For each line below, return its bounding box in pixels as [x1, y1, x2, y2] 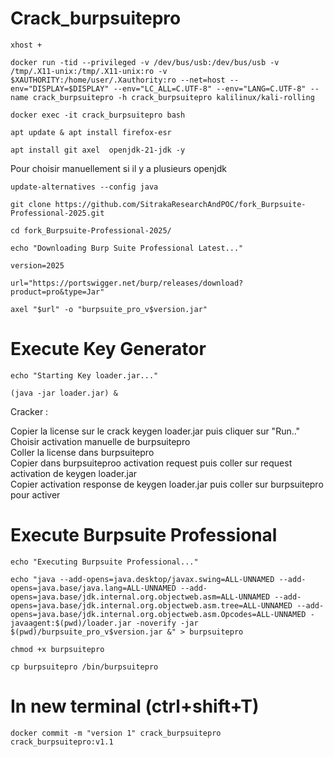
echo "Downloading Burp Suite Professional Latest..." [10, 243, 244, 253]
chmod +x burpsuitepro [10, 644, 105, 654]
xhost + [10, 40, 43, 50]
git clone [10, 199, 52, 209]
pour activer [10, 488, 61, 501]
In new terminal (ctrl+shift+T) [10, 695, 260, 717]
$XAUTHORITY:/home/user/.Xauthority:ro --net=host [10, 75, 226, 85]
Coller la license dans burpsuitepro [10, 446, 155, 458]
